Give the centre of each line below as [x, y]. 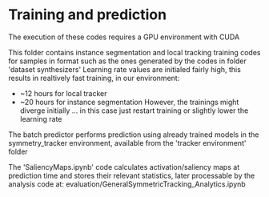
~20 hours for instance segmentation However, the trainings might [129, 102]
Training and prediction [87, 15]
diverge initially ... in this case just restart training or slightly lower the [134, 111]
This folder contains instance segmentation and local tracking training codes [134, 52]
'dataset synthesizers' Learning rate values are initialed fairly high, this [125, 69]
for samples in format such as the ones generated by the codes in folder [127, 61]
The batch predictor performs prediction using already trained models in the [134, 135]
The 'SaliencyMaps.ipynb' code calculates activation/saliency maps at [124, 167]
